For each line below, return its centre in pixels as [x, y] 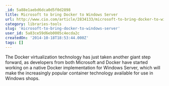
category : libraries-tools [33, 24]
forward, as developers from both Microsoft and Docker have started [77, 62]
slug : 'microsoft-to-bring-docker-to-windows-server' [63, 29]
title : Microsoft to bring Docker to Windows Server [62, 15]
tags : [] [14, 43]
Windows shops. [23, 78]
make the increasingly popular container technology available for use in [79, 73]
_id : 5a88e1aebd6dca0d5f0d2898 [38, 10]
